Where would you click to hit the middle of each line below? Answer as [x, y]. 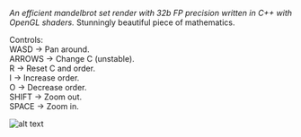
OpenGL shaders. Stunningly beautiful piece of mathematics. [122, 22]
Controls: [26, 40]
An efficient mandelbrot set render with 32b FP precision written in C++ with [151, 13]
